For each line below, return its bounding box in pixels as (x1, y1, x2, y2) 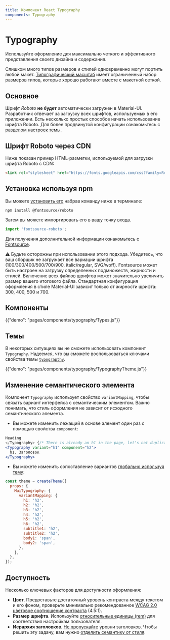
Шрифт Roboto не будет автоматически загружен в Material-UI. (5, 105, 143, 111)
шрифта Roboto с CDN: (5, 161, 55, 167)
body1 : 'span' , (23, 535, 56, 541)
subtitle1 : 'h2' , (23, 526, 60, 532)
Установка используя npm (5, 184, 93, 193)
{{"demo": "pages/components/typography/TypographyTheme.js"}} (5, 366, 147, 372)
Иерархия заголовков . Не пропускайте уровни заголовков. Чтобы (12, 624, 157, 630)
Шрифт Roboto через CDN (5, 141, 91, 150)
